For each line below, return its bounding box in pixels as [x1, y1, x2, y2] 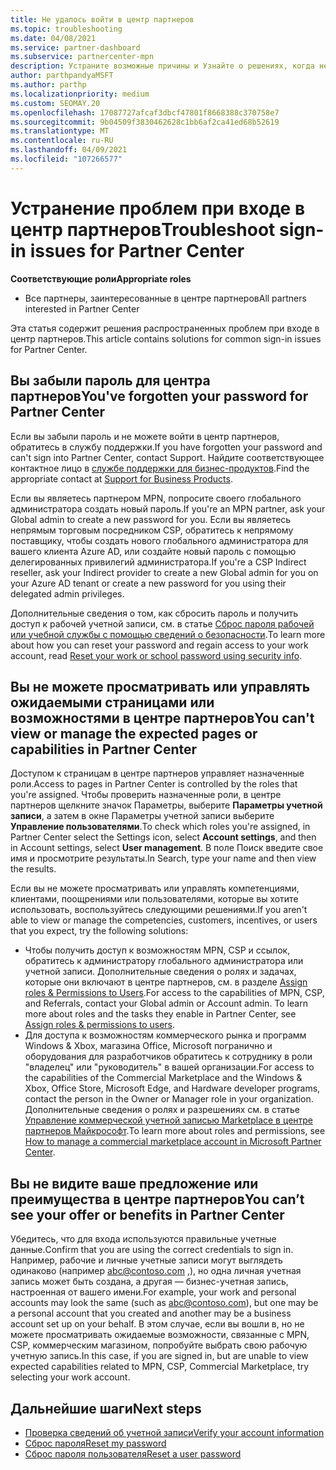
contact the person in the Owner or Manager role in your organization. [24, 1093, 314, 1105]
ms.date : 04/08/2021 [10, 33, 97, 43]
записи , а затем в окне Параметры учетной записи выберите [10, 810, 275, 822]
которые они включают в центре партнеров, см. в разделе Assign [24, 976, 308, 988]
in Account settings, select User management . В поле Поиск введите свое [10, 842, 324, 854]
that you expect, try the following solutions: [10, 925, 189, 937]
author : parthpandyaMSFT [10, 71, 114, 81]
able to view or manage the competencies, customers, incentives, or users [10, 914, 318, 926]
